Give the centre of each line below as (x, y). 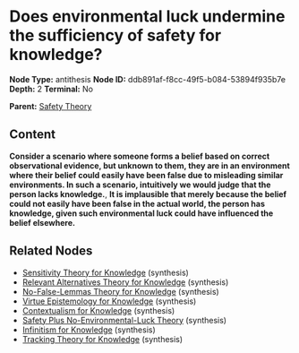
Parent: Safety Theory (51, 106)
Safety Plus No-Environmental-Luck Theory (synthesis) (124, 320)
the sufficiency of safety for (115, 35)
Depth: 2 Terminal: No (51, 89)
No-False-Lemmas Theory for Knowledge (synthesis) (120, 291)
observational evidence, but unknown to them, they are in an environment (150, 165)
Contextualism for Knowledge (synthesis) (98, 310)
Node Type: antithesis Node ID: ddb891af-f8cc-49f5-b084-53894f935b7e (148, 79)
